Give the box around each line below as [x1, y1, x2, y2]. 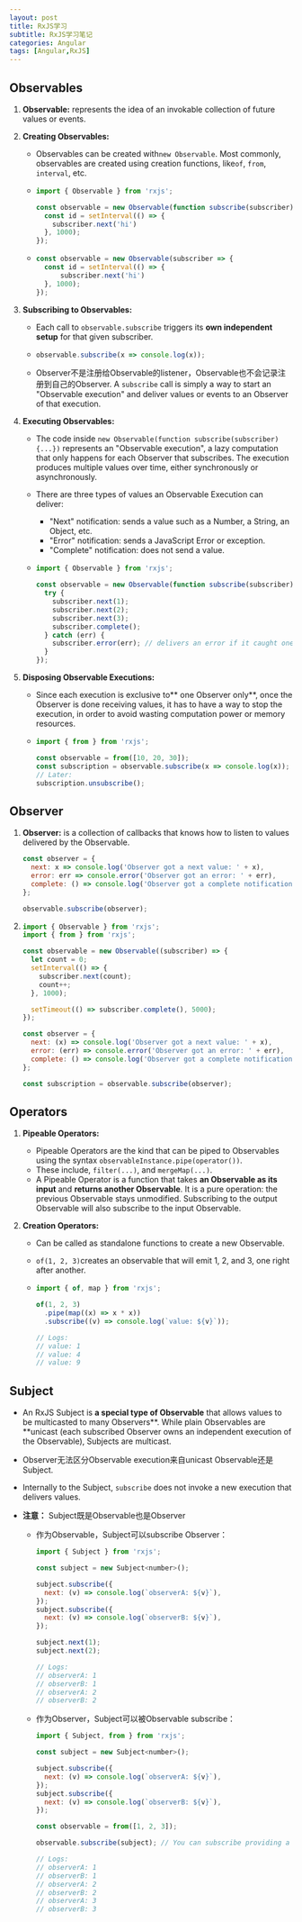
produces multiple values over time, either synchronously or [35, 462, 259, 473]
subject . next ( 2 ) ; [35, 1646, 102, 1655]
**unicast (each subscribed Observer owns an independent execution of [22, 1427, 292, 1437]
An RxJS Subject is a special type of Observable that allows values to [22, 1407, 282, 1419]
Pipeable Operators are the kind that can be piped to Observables [35, 1146, 280, 1156]
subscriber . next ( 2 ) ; [52, 605, 129, 614]
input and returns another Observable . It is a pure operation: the [35, 1183, 279, 1194]
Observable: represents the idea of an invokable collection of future [22, 104, 276, 114]
